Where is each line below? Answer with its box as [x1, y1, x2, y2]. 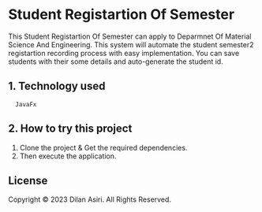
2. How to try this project [8, 122, 133, 136]
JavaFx [15, 100, 37, 108]
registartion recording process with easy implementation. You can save [8, 48, 240, 58]
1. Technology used [8, 80, 106, 93]
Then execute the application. [19, 151, 117, 161]
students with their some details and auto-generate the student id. [8, 57, 223, 66]
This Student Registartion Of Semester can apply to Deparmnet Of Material [8, 32, 252, 41]
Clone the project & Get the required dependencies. [19, 143, 188, 152]
